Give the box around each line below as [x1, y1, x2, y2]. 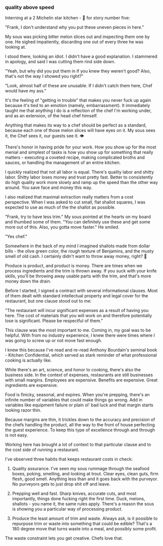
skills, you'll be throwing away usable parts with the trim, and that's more [5, 273, 151, 279]
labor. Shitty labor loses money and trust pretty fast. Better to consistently [5, 174, 153, 180]
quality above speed [5, 4, 54, 11]
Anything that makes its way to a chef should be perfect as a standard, [5, 122, 147, 128]
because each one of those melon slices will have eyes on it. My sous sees [5, 127, 156, 133]
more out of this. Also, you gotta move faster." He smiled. [5, 224, 120, 230]
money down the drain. [5, 278, 52, 284]
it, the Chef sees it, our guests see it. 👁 [5, 133, 84, 139]
